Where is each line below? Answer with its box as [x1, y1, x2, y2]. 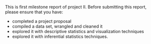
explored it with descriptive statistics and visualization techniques [12, 29, 144, 34]
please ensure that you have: [5, 9, 63, 15]
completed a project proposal [12, 19, 72, 24]
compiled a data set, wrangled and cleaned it [12, 23, 103, 29]
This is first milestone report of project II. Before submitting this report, [5, 4, 147, 10]
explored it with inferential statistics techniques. [12, 33, 108, 39]
